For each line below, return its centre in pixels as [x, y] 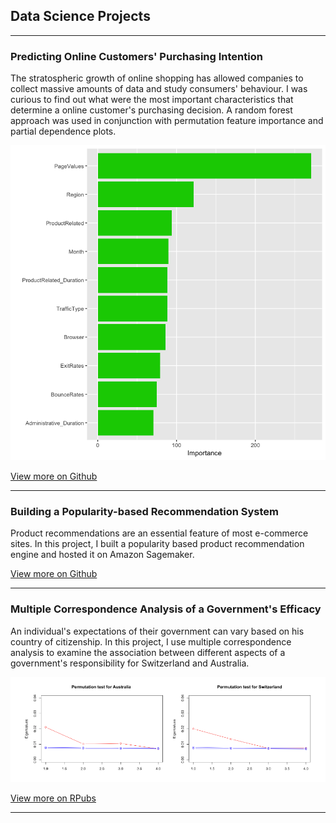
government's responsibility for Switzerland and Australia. [130, 663]
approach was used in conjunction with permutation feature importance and [167, 121]
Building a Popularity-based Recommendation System [145, 512]
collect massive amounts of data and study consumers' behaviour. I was [159, 89]
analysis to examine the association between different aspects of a [148, 652]
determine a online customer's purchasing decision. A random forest [151, 110]
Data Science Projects [80, 16]
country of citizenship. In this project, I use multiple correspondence [151, 641]
